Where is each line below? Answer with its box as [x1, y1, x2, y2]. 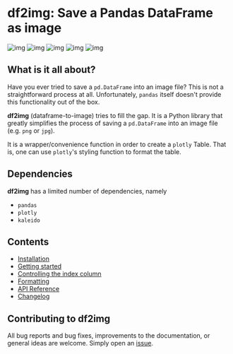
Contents [7, 235, 49, 248]
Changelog [17, 292, 50, 301]
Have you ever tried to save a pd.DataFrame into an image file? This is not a [7, 83, 224, 91]
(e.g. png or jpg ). [7, 126, 55, 135]
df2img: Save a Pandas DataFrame [7, 5, 214, 21]
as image [7, 20, 62, 36]
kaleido [17, 217, 40, 224]
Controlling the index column [17, 270, 102, 278]
